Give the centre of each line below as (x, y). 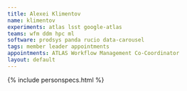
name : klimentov (31, 20)
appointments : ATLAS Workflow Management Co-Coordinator (93, 54)
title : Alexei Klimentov (44, 14)
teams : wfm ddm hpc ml (41, 34)
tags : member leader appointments (59, 47)
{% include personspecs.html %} (56, 80)
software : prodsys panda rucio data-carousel (76, 40)
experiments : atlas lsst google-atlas (65, 27)
